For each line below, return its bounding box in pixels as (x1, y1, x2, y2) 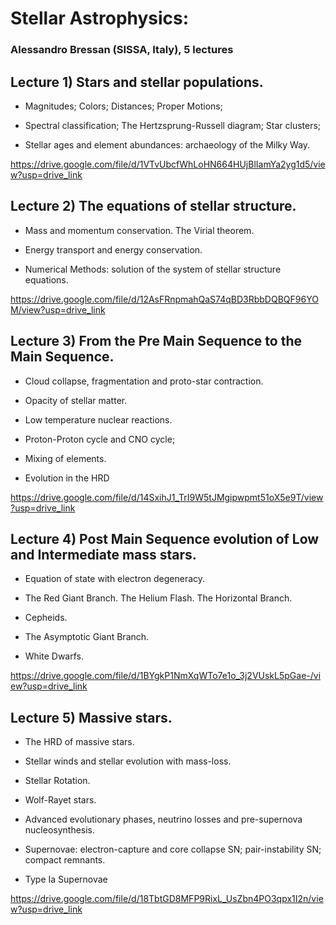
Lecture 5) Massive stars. (10, 709, 173, 726)
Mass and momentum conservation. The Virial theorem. (24, 224, 255, 236)
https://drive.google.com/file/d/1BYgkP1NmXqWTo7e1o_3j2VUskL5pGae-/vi (10, 670, 322, 682)
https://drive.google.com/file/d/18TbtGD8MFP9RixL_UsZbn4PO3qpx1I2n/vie (10, 893, 324, 905)
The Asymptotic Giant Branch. (24, 631, 150, 643)
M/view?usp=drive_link (10, 303, 106, 316)
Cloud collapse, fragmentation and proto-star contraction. (24, 375, 264, 387)
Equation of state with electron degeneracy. (24, 573, 206, 585)
